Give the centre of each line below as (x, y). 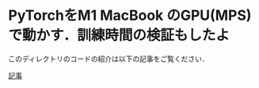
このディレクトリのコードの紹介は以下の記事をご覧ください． (109, 59)
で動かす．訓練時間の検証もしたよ (119, 35)
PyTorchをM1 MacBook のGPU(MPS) (130, 15)
